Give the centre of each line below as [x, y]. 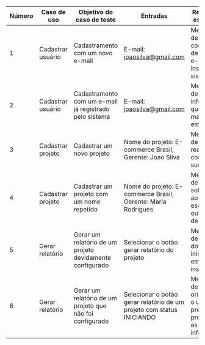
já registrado [92, 109]
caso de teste [95, 20]
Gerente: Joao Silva [152, 157]
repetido [86, 209]
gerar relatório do [149, 250]
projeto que [90, 306]
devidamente [92, 258]
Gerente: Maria [145, 202]
